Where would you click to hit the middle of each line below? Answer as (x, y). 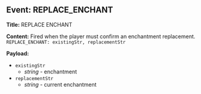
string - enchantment (51, 72)
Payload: (18, 53)
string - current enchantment (60, 84)
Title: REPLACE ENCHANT (39, 24)
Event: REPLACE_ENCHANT (60, 10)
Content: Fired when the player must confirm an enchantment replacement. (101, 36)
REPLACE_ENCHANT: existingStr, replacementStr (66, 42)
